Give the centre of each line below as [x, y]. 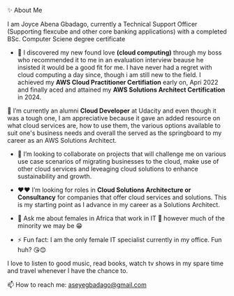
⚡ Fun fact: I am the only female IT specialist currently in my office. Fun [119, 240]
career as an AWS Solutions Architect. [62, 140]
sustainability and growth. [54, 176]
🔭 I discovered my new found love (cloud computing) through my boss [119, 52]
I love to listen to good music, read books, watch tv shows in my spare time [115, 263]
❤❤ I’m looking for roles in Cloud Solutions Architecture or [104, 190]
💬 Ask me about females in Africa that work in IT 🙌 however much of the [121, 218]
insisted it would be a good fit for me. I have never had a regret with [115, 67]
